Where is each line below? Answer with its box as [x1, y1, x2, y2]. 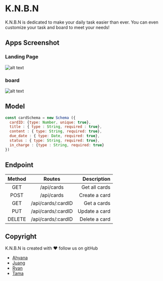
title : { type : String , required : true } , [9, 124, 102, 129]
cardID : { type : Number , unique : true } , [9, 120, 91, 125]
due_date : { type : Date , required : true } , [9, 134, 100, 139]
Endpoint [5, 161, 33, 169]
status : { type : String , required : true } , [9, 138, 100, 143]
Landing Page [5, 54, 39, 60]
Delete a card [79, 216, 110, 223]
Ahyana [12, 255, 28, 261]
